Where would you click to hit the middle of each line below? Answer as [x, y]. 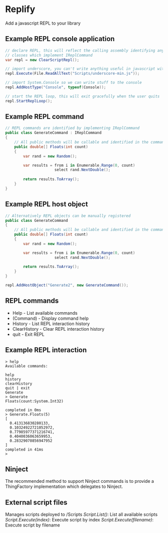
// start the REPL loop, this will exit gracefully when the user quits [82, 96]
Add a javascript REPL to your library [43, 23]
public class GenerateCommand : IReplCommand [53, 133]
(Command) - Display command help [50, 318]
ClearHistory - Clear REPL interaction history [58, 329]
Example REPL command [44, 117]
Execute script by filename [32, 525]
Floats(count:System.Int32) [34, 401]
